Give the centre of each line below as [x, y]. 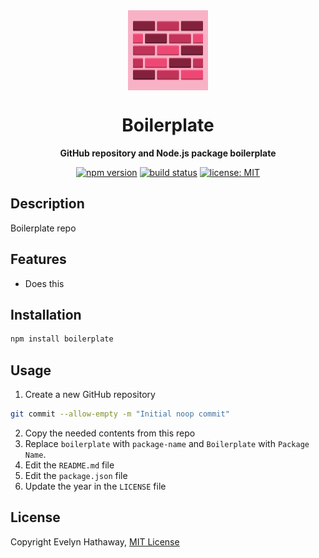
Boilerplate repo [43, 228]
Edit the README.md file [69, 465]
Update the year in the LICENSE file [95, 486]
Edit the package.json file [76, 475]
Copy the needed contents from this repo [110, 433]
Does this [44, 283]
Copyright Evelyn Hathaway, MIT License [95, 541]
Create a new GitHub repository [90, 395]
